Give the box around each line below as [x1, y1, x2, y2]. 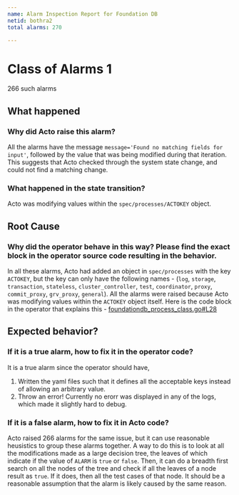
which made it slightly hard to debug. [17, 399, 127, 408]
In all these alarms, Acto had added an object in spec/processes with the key [7, 266, 231, 275]
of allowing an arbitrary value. [17, 384, 106, 393]
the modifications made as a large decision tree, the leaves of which [7, 449, 208, 457]
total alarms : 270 [7, 24, 62, 31]
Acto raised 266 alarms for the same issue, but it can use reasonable [7, 434, 210, 442]
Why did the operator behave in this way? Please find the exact [7, 241, 230, 251]
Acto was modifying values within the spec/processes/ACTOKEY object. [7, 199, 212, 208]
